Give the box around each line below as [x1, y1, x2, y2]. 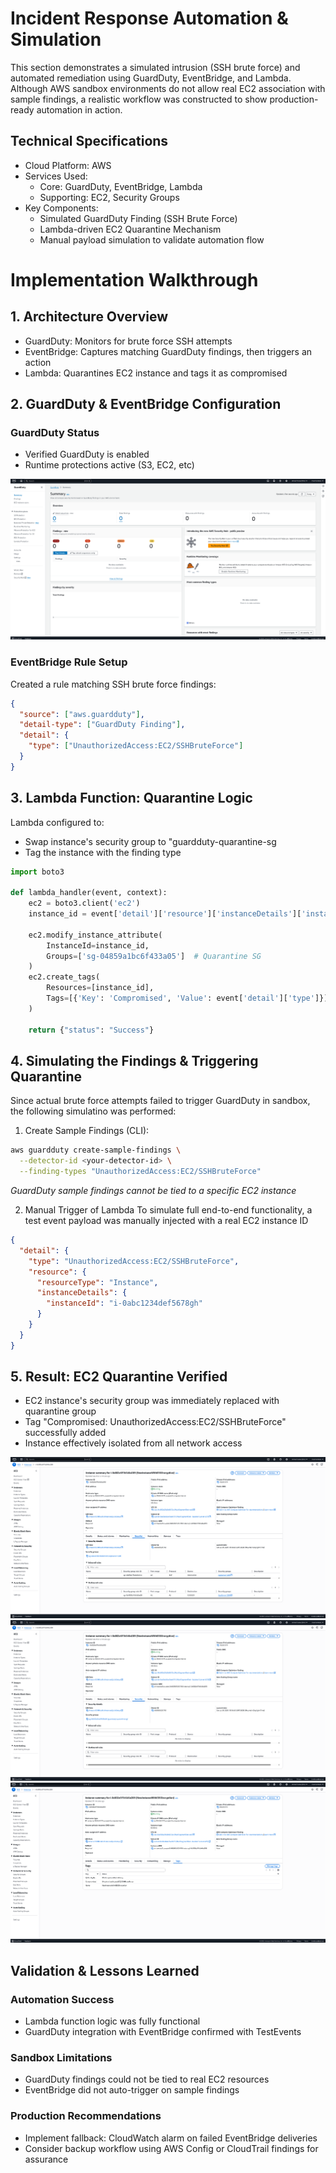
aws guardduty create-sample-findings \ [10, 1145, 182, 1156]
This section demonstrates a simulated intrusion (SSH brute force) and [10, 61, 301, 73]
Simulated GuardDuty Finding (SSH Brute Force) [39, 212, 238, 224]
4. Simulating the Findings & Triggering [10, 1052, 259, 1069]
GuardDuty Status [10, 426, 100, 440]
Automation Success [10, 1992, 115, 2006]
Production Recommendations [10, 2109, 162, 2123]
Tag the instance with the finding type [24, 846, 182, 858]
